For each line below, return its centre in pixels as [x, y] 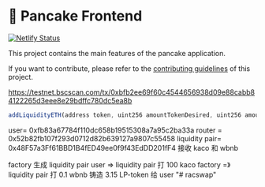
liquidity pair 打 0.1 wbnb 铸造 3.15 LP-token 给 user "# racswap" [112, 174]
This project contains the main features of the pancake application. [117, 53]
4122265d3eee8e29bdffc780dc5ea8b [70, 100]
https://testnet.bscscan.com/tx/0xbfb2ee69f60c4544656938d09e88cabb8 [131, 92]
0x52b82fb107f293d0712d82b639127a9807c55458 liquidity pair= [115, 138]
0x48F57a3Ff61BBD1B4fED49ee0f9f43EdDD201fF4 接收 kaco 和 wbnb [123, 148]
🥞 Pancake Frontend [75, 16]
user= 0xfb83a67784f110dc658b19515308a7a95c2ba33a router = [115, 130]
